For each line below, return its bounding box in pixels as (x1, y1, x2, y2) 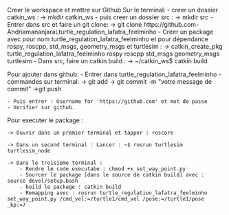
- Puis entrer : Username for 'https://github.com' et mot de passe (7, 98, 208, 105)
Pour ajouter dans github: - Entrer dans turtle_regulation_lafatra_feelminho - (7, 70, 222, 78)
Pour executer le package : (7, 116, 84, 124)
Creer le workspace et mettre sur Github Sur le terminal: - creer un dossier (7, 6, 219, 14)
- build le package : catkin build (19, 183, 122, 190)
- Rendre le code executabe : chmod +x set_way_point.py (19, 166, 186, 172)
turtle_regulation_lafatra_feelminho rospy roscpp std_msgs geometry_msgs (7, 49, 220, 58)
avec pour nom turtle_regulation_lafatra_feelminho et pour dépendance (7, 35, 208, 43)
